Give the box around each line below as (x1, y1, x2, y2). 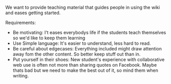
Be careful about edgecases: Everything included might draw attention (12, 46, 162, 51)
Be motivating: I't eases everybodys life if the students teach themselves (12, 30, 166, 35)
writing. (12, 73, 29, 78)
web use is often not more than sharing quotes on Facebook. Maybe (12, 62, 157, 68)
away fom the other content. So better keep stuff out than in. (12, 51, 141, 57)
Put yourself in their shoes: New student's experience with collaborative (12, 57, 165, 63)
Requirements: (5, 20, 36, 25)
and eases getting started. (5, 10, 61, 16)
